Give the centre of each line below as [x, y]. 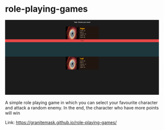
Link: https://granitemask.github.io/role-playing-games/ [61, 122]
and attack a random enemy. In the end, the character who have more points [82, 108]
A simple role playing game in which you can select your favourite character [81, 102]
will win [13, 113]
